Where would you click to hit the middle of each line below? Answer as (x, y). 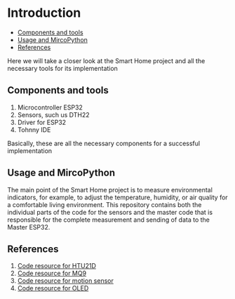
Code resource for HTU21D (57, 266)
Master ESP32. (29, 227)
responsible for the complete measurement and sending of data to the (109, 220)
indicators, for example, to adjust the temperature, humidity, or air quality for (117, 197)
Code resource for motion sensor (65, 281)
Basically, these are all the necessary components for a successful (104, 143)
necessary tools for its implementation (62, 68)
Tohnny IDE (34, 129)
